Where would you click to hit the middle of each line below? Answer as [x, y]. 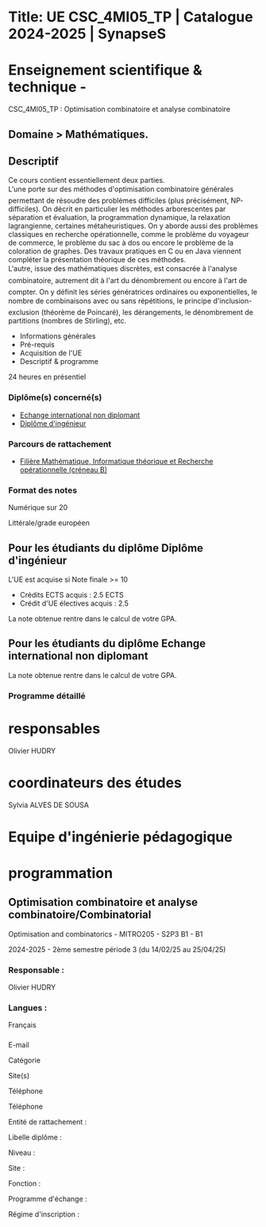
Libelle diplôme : [35, 1137]
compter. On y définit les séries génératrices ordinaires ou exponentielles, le [133, 292]
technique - [48, 87]
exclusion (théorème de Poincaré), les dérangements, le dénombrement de [131, 312]
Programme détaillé [47, 695]
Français [23, 1025]
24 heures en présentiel [47, 377]
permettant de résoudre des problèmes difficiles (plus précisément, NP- [126, 201]
